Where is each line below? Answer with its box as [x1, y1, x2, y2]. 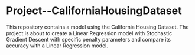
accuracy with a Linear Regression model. [6, 42, 108, 49]
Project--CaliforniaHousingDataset [6, 4, 182, 18]
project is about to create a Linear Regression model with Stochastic [6, 29, 173, 36]
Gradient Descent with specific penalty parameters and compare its [6, 36, 171, 43]
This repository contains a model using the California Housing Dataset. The [6, 23, 189, 30]
